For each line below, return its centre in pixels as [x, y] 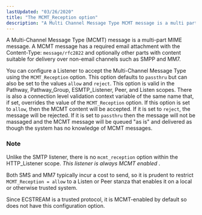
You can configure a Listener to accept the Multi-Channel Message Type [96, 71]
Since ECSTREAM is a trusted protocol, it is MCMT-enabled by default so [97, 199]
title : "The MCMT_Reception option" [52, 17]
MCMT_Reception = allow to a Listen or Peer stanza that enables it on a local [99, 181]
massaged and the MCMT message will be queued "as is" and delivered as [99, 122]
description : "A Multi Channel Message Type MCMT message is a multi [95, 23]
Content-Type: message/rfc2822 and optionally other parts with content [94, 53]
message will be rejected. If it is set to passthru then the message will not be [101, 115]
